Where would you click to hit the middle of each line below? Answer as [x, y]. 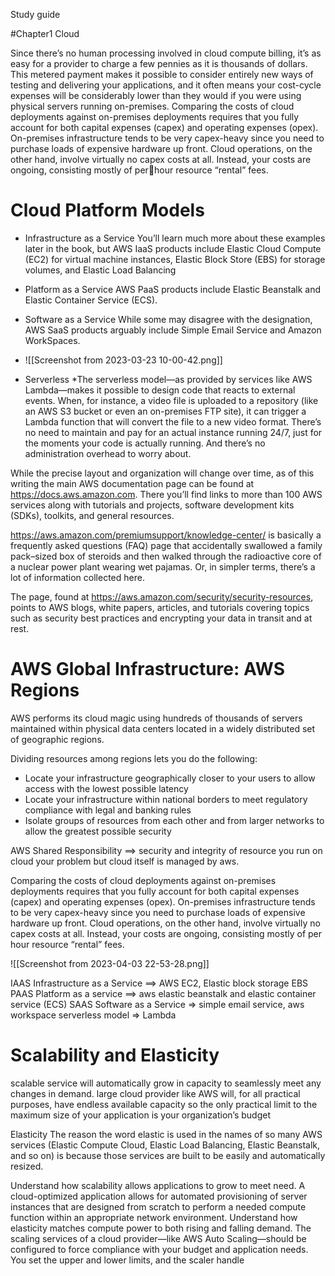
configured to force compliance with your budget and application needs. [159, 1249]
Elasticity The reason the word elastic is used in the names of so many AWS [166, 1134]
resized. [27, 1166]
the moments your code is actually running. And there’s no [145, 443]
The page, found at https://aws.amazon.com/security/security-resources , [162, 596]
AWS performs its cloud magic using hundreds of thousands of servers [156, 718]
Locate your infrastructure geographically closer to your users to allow [170, 778]
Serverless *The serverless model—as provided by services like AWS [168, 379]
